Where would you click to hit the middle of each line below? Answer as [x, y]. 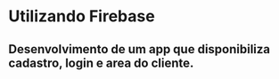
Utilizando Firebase [82, 16]
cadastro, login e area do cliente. [101, 63]
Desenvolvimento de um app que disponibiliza [139, 49]
